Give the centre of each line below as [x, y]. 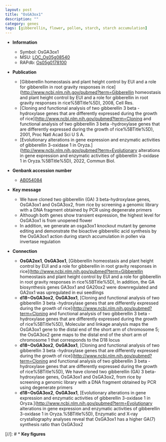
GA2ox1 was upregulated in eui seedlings [62, 293]
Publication [24, 72]
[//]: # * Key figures [25, 434]
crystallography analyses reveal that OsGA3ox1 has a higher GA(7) [87, 419]
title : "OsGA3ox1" [24, 14]
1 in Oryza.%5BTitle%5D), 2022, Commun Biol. [67, 161]
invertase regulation [40, 242]
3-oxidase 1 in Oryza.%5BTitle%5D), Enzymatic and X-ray [79, 414]
